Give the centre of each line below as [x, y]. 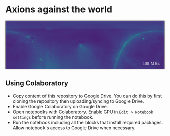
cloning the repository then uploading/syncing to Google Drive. [78, 101]
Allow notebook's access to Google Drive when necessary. [74, 128]
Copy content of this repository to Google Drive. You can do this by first [87, 96]
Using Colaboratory [37, 84]
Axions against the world [59, 9]
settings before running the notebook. [53, 117]
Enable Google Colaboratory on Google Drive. [60, 106]
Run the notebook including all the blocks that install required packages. [88, 122]
